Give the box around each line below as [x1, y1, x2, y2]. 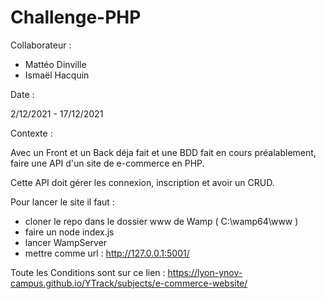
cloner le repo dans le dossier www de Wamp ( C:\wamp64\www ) [24, 215, 299, 227]
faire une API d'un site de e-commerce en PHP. [10, 157, 205, 169]
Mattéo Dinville [24, 58, 87, 70]
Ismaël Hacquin [24, 69, 90, 81]
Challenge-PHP [10, 6, 142, 29]
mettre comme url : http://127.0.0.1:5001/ [24, 247, 190, 259]
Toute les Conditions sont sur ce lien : [10, 266, 166, 278]
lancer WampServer [24, 236, 108, 248]
